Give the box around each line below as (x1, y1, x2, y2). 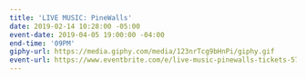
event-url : (9, 55, 51, 64)
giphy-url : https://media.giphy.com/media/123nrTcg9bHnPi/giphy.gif (9, 47, 275, 56)
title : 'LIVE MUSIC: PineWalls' (9, 13, 132, 23)
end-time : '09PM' (9, 38, 76, 48)
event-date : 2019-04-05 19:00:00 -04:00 (9, 30, 166, 39)
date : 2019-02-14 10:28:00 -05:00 (9, 22, 141, 31)
